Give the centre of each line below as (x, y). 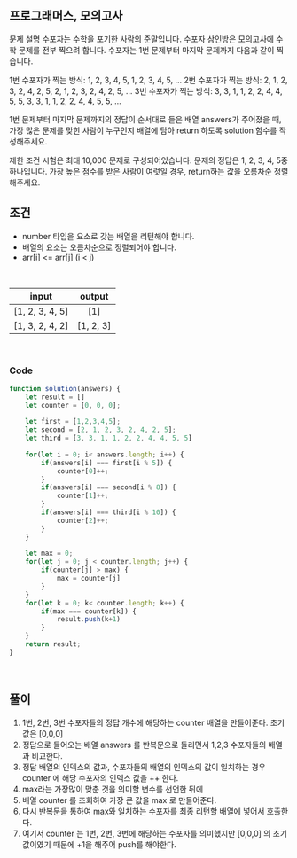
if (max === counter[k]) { (89, 611)
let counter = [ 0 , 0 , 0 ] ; (73, 405)
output (94, 296)
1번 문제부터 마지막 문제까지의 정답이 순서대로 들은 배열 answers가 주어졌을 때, (145, 119)
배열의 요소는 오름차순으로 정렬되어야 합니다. (99, 247)
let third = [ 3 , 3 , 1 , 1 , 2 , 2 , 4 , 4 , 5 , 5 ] (109, 438)
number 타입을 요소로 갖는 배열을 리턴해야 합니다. (108, 236)
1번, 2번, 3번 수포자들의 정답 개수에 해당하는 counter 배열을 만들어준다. (145, 722)
